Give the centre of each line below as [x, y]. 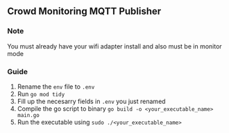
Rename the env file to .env [56, 87]
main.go [28, 115]
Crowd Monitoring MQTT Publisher [84, 11]
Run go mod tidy [41, 94]
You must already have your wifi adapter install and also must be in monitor [114, 46]
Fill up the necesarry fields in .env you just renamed [91, 101]
